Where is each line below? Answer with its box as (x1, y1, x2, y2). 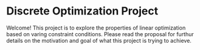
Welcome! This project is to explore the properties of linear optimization (6, 24, 186, 31)
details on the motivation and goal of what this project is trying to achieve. (6, 37, 191, 44)
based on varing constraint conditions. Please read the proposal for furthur (6, 30, 194, 37)
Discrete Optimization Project (6, 4, 159, 18)
